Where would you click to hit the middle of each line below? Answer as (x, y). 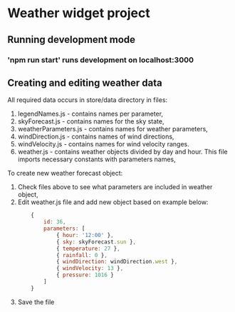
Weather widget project (79, 13)
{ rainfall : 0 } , (82, 255)
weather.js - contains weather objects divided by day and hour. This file (122, 152)
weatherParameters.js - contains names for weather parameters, (113, 129)
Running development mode (72, 40)
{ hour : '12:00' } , (85, 235)
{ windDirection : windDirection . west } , (117, 262)
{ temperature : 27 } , (88, 248)
